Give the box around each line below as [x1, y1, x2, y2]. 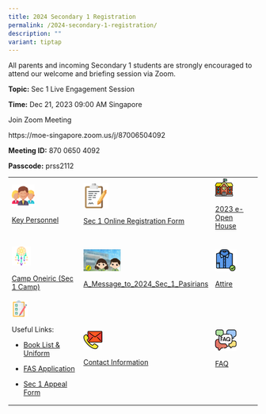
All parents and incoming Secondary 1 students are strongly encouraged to [8, 60, 253, 71]
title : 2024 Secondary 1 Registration [8, 13, 136, 21]
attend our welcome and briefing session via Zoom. [8, 69, 177, 79]
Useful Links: [11, 324, 54, 334]
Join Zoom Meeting [8, 115, 72, 125]
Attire [215, 278, 234, 289]
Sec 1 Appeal [23, 379, 67, 389]
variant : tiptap [8, 38, 62, 46]
